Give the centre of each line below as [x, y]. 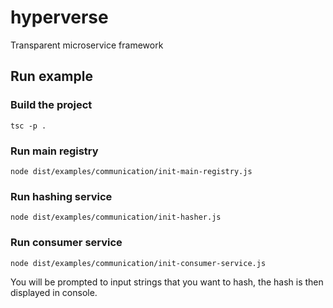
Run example [51, 76]
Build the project [51, 105]
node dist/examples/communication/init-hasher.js [116, 217]
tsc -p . [28, 126]
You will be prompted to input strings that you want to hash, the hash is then [167, 282]
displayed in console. [54, 292]
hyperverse [59, 17]
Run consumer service [66, 243]
